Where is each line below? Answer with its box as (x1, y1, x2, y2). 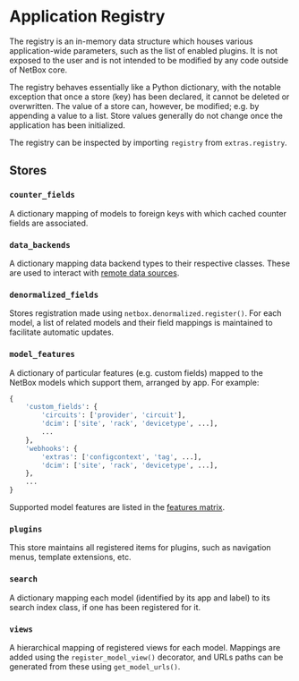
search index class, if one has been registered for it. (9, 601, 201, 612)
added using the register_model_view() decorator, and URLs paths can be (9, 651, 284, 662)
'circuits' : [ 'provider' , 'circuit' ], (41, 411, 186, 420)
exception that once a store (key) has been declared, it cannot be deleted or (9, 91, 290, 102)
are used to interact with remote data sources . (9, 267, 180, 278)
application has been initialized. (9, 119, 125, 131)
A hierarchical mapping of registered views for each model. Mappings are (9, 642, 281, 652)
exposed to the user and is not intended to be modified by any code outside (9, 55, 289, 65)
